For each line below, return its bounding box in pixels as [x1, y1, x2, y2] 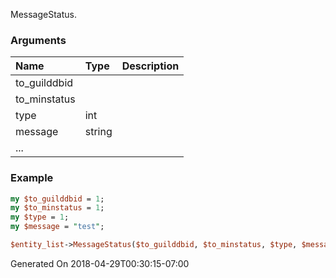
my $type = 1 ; [10, 212, 70, 223]
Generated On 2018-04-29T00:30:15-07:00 [10, 257, 190, 269]
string [84, 125, 113, 139]
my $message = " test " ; [10, 222, 105, 232]
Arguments [10, 33, 67, 47]
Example [10, 171, 54, 185]
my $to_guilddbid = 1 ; [10, 194, 105, 204]
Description [121, 59, 180, 73]
